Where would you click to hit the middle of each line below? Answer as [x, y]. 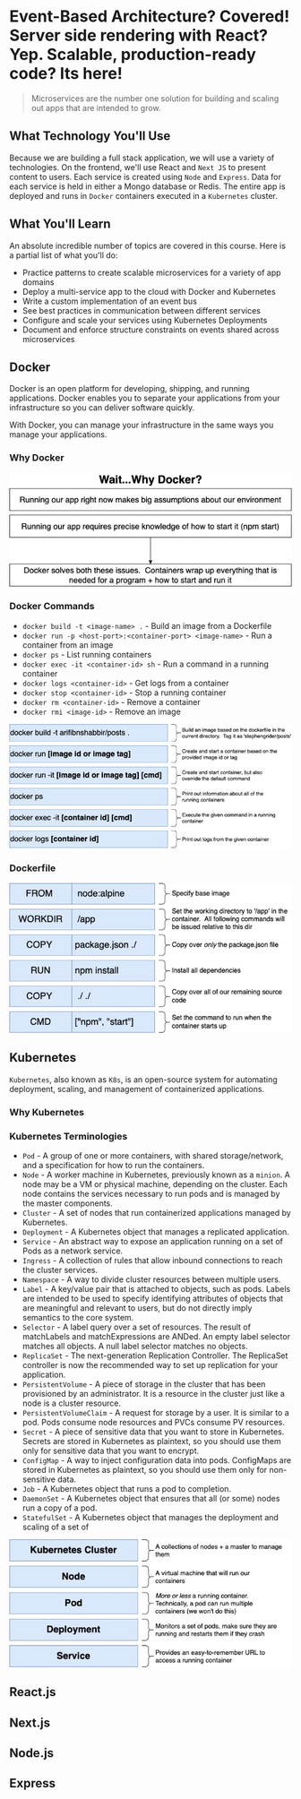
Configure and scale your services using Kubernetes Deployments [145, 320]
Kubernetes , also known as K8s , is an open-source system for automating [143, 1079]
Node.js [32, 1753]
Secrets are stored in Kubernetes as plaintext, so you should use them [151, 1441]
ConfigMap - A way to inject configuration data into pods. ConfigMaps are [157, 1460]
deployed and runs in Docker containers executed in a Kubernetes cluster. [143, 195]
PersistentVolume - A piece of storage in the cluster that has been [144, 1384]
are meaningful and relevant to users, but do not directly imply [137, 1308]
